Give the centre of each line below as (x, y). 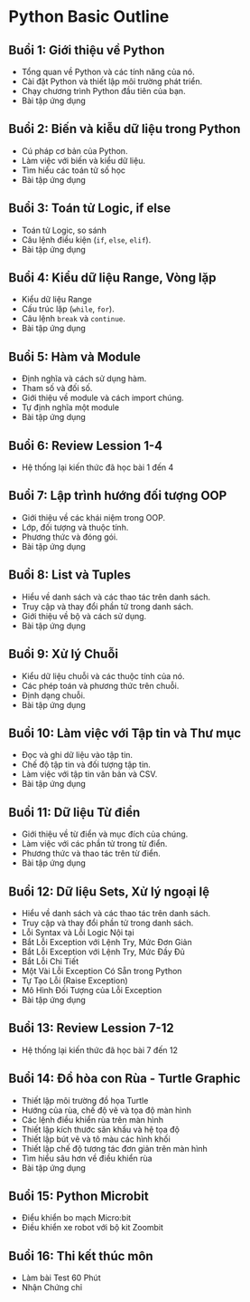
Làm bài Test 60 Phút (61, 1278)
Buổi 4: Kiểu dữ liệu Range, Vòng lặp (112, 278)
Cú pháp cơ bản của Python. (74, 150)
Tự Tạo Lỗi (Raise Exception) (74, 981)
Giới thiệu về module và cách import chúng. (102, 398)
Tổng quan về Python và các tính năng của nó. (108, 72)
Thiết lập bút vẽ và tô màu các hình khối (96, 1139)
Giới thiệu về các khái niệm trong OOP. (93, 517)
